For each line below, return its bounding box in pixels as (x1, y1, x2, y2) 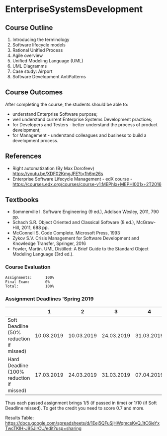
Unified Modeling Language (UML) (12, 58, 83, 63)
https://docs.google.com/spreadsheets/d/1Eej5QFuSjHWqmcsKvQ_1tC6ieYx (5, 420, 160, 426)
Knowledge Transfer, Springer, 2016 (12, 240, 86, 246)
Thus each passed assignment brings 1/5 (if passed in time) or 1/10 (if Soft (5, 400, 157, 406)
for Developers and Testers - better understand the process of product (12, 121, 158, 128)
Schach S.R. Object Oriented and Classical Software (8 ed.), (12, 219, 136, 225)
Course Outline (5, 23, 53, 32)
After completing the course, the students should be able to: (5, 101, 128, 107)
